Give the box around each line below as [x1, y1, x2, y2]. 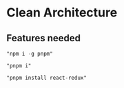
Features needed [6, 32, 81, 44]
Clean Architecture [6, 5, 118, 21]
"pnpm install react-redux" [6, 74, 87, 81]
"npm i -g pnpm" [6, 50, 53, 57]
